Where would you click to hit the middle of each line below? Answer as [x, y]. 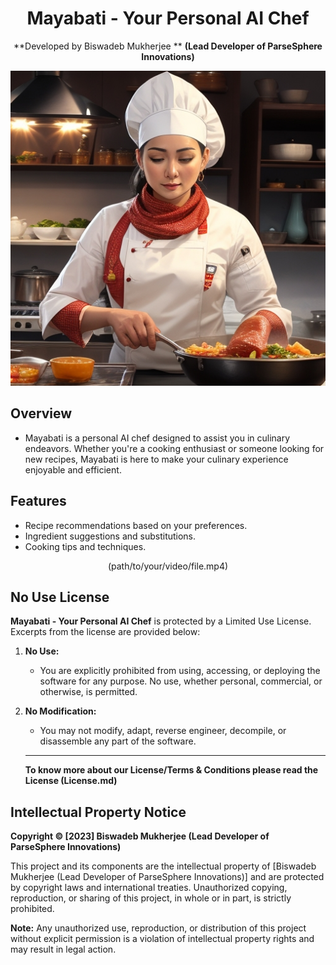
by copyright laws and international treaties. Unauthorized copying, [149, 888]
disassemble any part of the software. [118, 741]
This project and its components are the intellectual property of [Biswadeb [163, 866]
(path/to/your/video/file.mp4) [168, 566]
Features [38, 501]
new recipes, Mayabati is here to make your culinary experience [156, 459]
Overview [41, 413]
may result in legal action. [63, 949]
